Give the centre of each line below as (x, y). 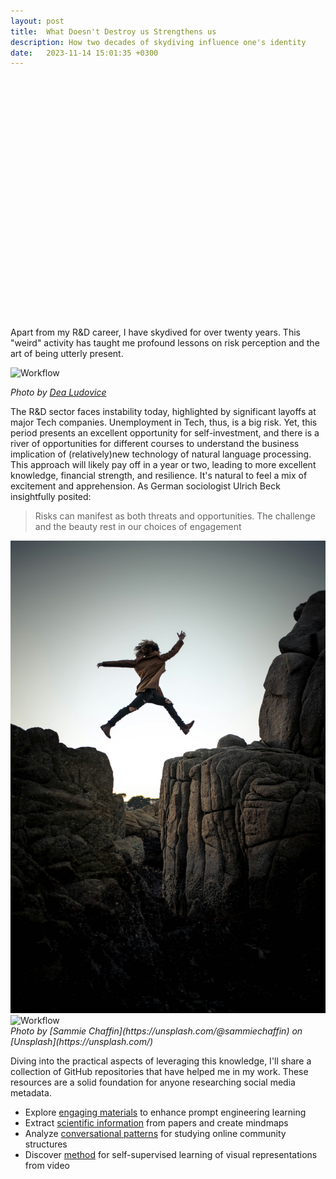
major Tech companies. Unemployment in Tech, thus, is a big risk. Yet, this (164, 422)
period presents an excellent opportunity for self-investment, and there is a (165, 433)
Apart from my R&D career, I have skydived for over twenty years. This (155, 332)
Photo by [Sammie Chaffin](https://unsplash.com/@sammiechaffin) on (156, 1031)
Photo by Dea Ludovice (58, 392)
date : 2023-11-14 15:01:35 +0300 (84, 53)
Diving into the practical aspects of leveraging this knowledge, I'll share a (161, 1061)
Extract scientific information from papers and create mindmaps (156, 1122)
